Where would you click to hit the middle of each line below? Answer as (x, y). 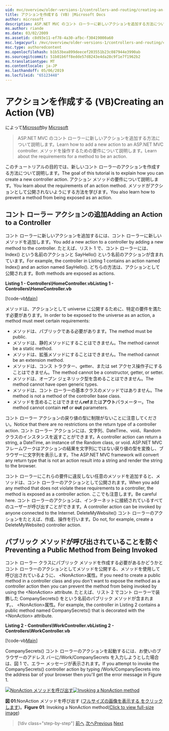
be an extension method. (38, 360)
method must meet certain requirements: (48, 320)
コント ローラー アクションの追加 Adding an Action (84, 215)
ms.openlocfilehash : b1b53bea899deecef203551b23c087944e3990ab (73, 52)
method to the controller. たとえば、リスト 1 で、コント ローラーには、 (78, 248)
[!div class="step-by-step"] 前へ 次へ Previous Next (70, 723)
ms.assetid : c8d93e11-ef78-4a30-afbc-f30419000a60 (59, 38)
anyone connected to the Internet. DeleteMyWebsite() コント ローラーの (80, 513)
